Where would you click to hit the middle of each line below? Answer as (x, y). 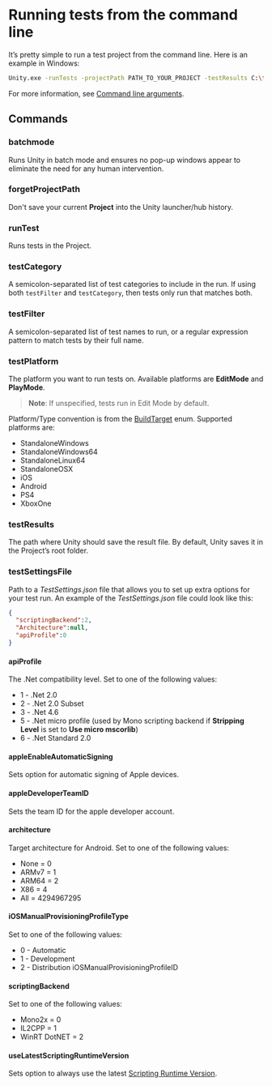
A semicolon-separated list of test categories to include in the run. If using (132, 284)
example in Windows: (44, 63)
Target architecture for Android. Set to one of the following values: (119, 848)
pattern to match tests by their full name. (76, 340)
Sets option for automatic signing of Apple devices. (94, 775)
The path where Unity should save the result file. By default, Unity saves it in (136, 542)
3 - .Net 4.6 (39, 712)
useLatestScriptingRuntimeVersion (69, 1055)
